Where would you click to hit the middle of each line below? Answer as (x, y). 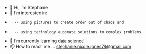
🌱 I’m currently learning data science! (47, 41)
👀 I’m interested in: (28, 13)
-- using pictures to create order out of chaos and (69, 22)
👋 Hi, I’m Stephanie (29, 8)
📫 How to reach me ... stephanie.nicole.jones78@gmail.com (71, 46)
